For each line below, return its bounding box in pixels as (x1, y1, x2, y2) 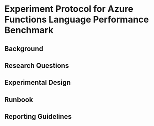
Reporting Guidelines (4, 112, 72, 121)
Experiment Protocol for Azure (4, 3, 133, 15)
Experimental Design (4, 78, 71, 87)
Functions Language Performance (4, 14, 149, 25)
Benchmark (4, 25, 54, 36)
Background (4, 44, 43, 53)
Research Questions (4, 61, 69, 70)
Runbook (4, 95, 33, 104)
